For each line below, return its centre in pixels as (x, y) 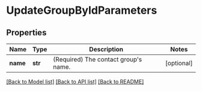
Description (106, 49)
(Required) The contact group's (98, 59)
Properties (26, 33)
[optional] (179, 63)
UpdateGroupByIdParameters (82, 10)
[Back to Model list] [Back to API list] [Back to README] (75, 82)
